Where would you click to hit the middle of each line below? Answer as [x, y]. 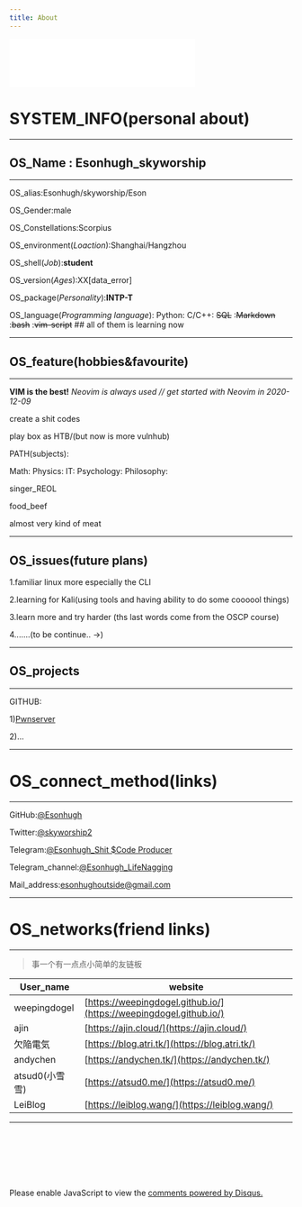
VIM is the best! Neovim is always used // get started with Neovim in [137, 392]
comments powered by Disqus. [205, 1193]
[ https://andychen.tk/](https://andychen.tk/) [177, 1059]
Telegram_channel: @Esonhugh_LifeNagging [91, 867]
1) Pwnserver [32, 718]
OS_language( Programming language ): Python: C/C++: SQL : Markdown [142, 315]
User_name [44, 986]
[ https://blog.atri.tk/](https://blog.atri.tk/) [170, 1044]
